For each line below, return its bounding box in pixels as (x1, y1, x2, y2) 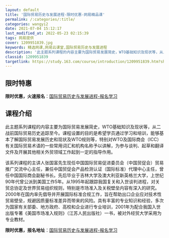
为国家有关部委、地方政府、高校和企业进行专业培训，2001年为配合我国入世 (5, 204, 161, 210)
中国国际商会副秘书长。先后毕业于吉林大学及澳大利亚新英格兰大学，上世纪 (9, 172, 164, 178)
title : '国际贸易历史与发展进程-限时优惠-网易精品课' (5, 12, 105, 17)
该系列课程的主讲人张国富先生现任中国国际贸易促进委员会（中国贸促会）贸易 (5, 159, 164, 165)
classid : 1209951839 (5, 54, 49, 59)
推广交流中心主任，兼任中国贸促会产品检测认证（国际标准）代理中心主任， (5, 166, 159, 172)
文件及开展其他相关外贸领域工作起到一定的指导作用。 (5, 149, 116, 155)
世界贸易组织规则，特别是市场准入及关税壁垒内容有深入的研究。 (27, 185, 159, 191)
